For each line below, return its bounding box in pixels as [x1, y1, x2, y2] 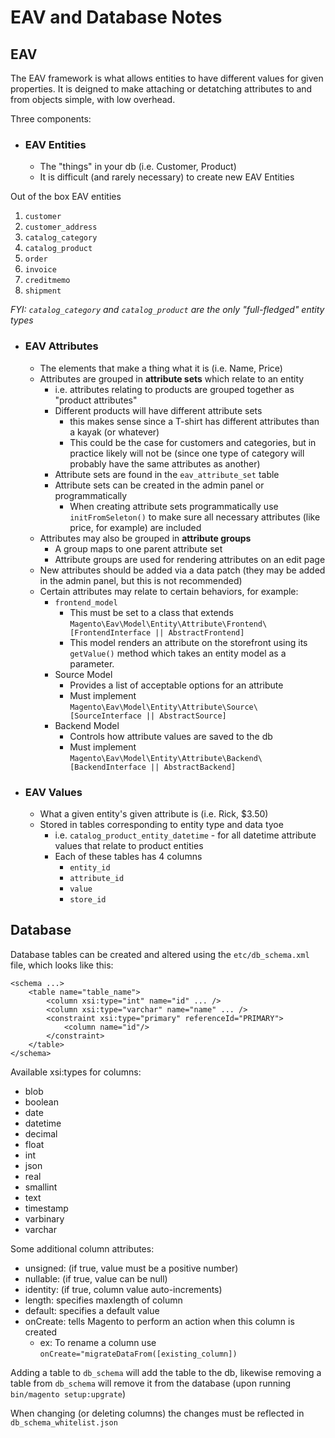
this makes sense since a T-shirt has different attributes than [69, 415, 320, 427]
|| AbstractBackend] [150, 762, 237, 772]
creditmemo [24, 276, 71, 286]
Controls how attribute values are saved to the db [69, 730, 273, 742]
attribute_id [69, 873, 125, 883]
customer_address [24, 222, 98, 233]
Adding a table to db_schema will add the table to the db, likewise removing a [10, 1366, 322, 1378]
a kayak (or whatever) [69, 426, 160, 438]
